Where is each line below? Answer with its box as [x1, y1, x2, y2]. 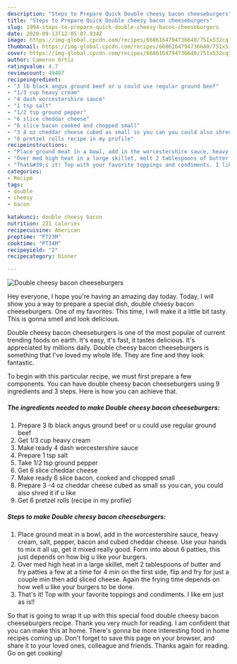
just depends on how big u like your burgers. [17, 552, 148, 562]
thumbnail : [7, 43, 39, 50]
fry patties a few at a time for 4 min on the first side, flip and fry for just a [17, 568, 229, 576]
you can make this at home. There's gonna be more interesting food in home [7, 627, 230, 635]
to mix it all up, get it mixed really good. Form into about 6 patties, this [17, 545, 221, 554]
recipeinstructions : [7, 142, 68, 149]
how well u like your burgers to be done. [17, 583, 135, 591]
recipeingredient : [7, 76, 61, 83]
